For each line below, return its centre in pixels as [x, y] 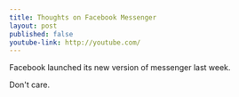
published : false [41, 34]
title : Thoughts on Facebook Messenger [83, 17]
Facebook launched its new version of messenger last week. [120, 68]
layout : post [33, 26]
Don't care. [30, 85]
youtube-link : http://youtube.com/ [75, 42]
